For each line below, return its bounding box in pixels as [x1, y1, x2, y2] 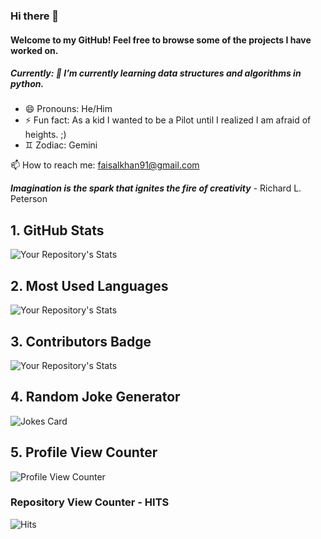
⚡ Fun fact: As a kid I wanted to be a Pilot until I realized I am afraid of [24, 114, 312, 126]
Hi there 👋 [10, 9, 60, 23]
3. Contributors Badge [10, 333, 152, 350]
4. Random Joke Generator [10, 389, 181, 406]
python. [10, 78, 45, 90]
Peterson [10, 193, 48, 205]
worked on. [10, 44, 59, 56]
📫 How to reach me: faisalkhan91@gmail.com [10, 159, 200, 171]
